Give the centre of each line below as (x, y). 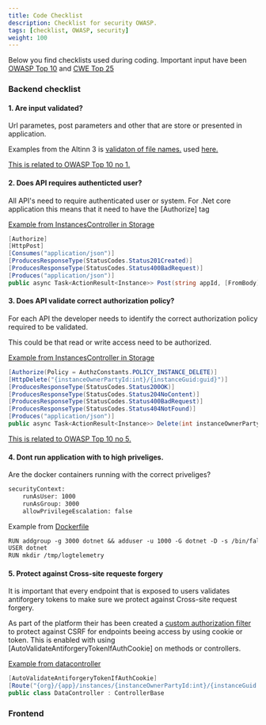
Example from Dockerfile (49, 526)
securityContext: (37, 489)
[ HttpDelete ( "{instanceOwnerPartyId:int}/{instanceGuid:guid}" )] (118, 380)
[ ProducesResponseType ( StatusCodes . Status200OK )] (92, 387)
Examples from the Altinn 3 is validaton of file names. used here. (113, 149)
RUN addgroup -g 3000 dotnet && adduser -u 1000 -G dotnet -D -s (118, 541)
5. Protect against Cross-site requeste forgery (86, 573)
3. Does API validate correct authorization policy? (91, 301)
